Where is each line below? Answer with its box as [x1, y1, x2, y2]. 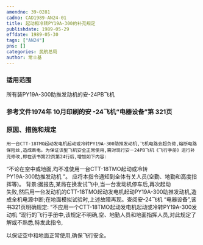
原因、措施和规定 [6, 125, 57, 134]
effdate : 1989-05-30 [6, 32, 59, 38]
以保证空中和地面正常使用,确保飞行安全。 [6, 232, 110, 239]
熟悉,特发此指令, [22, 219, 63, 226]
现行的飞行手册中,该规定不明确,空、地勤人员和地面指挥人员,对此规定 [21, 211, 191, 219]
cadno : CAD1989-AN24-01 [6, 15, 67, 21]
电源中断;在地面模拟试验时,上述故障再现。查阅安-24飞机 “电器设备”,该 [22, 196, 197, 203]
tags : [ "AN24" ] [6, 37, 45, 43]
